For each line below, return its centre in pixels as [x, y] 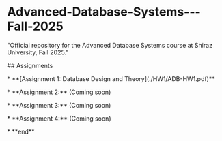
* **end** [21, 131]
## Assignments [30, 65]
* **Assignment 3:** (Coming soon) [59, 105]
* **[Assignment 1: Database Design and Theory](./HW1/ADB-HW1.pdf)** [111, 78]
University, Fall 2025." [38, 52]
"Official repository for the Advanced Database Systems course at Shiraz [110, 45]
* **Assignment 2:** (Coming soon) [59, 92]
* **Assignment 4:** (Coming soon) [59, 118]
